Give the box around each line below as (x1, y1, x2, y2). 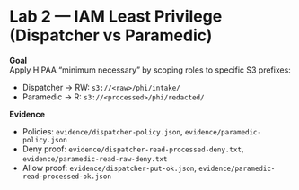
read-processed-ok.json (22, 172, 112, 181)
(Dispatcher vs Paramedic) (9, 25, 213, 46)
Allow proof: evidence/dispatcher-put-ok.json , (22, 162, 198, 173)
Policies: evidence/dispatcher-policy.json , (22, 125, 183, 136)
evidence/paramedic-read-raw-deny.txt (22, 154, 168, 163)
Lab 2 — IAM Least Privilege (9, 6, 223, 27)
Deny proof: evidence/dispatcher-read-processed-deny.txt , (22, 143, 244, 154)
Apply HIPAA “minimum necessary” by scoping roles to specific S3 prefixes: (9, 65, 292, 75)
